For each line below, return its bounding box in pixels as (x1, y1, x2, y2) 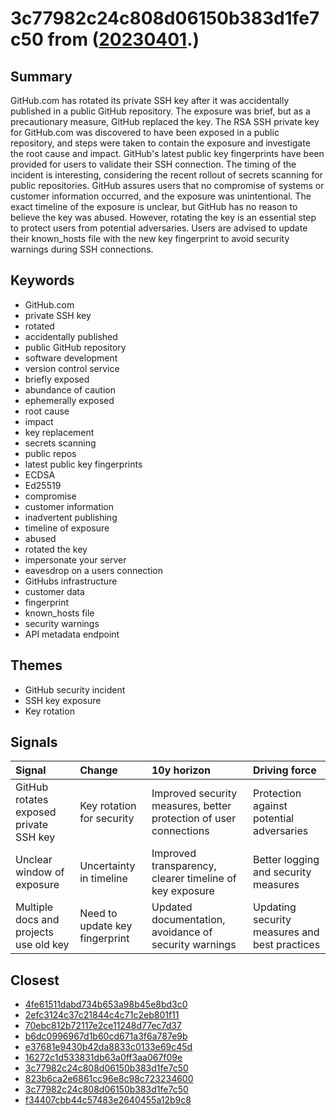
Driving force (253, 763, 317, 777)
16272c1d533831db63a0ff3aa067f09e (24, 1052, 183, 1064)
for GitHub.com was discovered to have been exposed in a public (10, 127, 280, 138)
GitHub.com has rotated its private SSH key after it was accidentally (10, 95, 290, 106)
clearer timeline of (151, 872, 237, 886)
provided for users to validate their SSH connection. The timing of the (10, 158, 297, 170)
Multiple (15, 900, 54, 914)
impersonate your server (24, 553, 127, 566)
